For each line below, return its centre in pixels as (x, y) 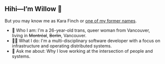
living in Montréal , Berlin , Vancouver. (49, 35)
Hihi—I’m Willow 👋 (33, 9)
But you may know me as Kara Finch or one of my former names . (71, 21)
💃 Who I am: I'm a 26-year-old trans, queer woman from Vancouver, (81, 30)
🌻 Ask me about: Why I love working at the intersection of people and (82, 51)
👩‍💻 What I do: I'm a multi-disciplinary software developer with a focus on (86, 41)
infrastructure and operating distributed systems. (62, 46)
